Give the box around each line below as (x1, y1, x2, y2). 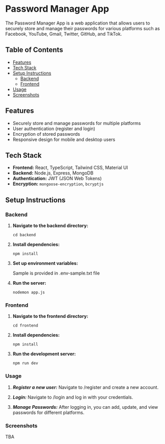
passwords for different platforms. (12, 409, 85, 415)
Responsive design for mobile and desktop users (12, 136, 116, 142)
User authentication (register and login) (12, 126, 96, 132)
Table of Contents (5, 45, 64, 54)
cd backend (12, 233, 36, 238)
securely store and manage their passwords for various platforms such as (5, 25, 160, 31)
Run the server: (12, 280, 47, 286)
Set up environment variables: (12, 260, 78, 266)
